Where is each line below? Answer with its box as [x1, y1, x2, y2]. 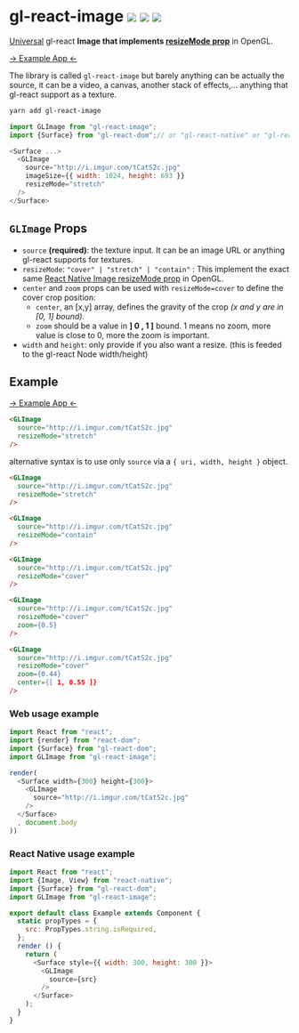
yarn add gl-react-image [9, 106, 101, 115]
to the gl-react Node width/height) [21, 349, 149, 359]
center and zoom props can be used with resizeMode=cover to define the [21, 282, 284, 293]
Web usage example [9, 707, 100, 720]
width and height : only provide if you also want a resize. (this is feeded [21, 339, 282, 350]
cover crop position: [21, 292, 96, 303]
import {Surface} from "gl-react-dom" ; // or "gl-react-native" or [9, 131, 261, 140]
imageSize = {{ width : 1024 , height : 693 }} [25, 172, 185, 181]
